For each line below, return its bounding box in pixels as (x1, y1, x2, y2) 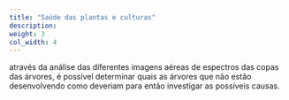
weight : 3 (9, 29, 46, 38)
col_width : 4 (9, 37, 57, 47)
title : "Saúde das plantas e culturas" (9, 12, 156, 22)
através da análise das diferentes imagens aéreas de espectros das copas (9, 62, 279, 73)
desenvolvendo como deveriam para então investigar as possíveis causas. (9, 81, 280, 91)
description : (9, 21, 57, 30)
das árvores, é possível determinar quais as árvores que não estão (9, 72, 252, 82)
